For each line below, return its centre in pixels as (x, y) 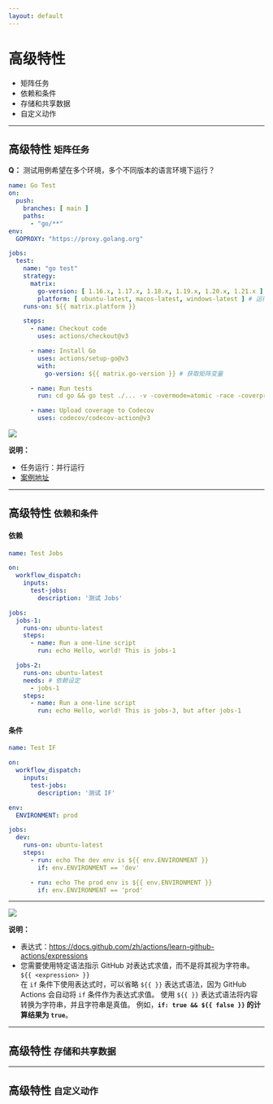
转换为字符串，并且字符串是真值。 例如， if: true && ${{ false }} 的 (137, 1005)
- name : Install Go (63, 351)
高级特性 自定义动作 (54, 1091)
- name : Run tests (61, 388)
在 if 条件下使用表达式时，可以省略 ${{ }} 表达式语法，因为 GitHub (133, 984)
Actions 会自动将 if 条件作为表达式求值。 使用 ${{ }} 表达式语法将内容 (139, 995)
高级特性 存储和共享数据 (62, 1051)
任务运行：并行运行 (52, 467)
